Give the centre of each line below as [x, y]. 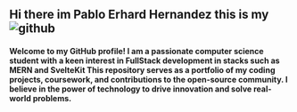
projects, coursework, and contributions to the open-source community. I [148, 79]
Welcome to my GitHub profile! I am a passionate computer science [137, 51]
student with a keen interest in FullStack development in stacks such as [144, 60]
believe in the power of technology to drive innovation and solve [131, 89]
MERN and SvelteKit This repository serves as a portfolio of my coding [142, 69]
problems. [52, 98]
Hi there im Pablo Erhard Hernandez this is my [139, 15]
